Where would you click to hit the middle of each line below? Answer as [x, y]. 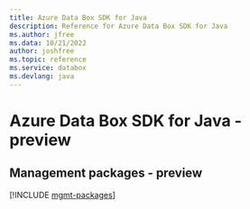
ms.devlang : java [42, 77]
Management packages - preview [106, 173]
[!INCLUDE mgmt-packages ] [62, 195]
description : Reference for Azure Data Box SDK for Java [119, 26]
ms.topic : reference [48, 59]
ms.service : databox [48, 68]
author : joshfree [42, 51]
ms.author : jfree [42, 34]
